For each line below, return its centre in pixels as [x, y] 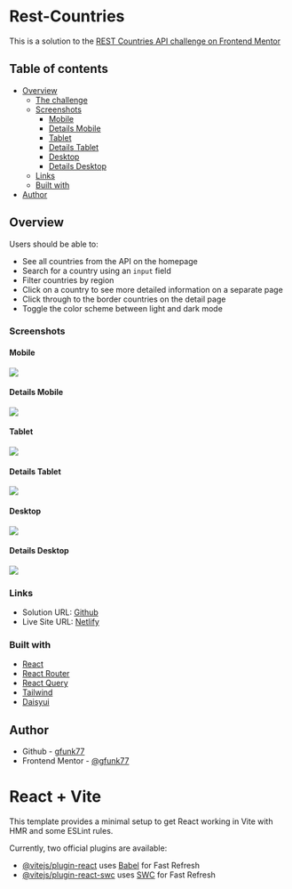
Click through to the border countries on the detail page [124, 299]
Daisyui [36, 702]
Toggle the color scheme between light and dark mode [122, 308]
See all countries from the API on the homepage [110, 261]
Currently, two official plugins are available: [88, 848]
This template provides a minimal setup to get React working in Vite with [141, 821]
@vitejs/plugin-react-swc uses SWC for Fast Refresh [118, 875]
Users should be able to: [54, 244]
